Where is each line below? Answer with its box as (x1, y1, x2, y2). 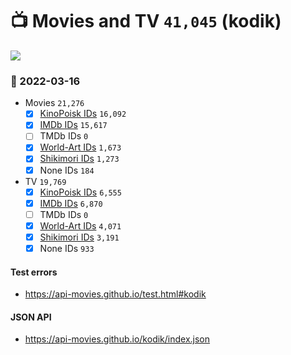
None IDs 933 (39, 242, 95, 254)
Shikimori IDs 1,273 (39, 153, 120, 165)
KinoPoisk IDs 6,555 (39, 186, 122, 198)
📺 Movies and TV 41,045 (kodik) (10, 10, 282, 33)
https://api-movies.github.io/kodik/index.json (24, 333, 211, 345)
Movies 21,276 (24, 97, 85, 109)
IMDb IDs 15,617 (39, 119, 108, 131)
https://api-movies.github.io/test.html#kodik (24, 288, 207, 300)
